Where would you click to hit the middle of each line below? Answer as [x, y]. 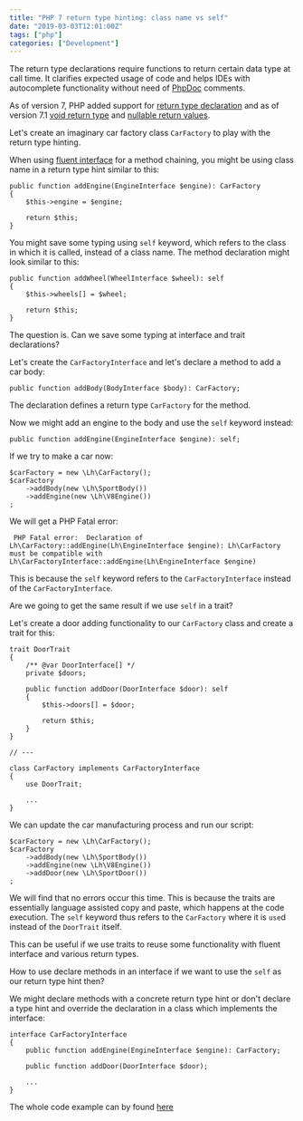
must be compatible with [56, 554]
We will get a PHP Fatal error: [64, 521]
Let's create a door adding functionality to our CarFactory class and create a [151, 623]
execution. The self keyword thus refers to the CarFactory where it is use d [148, 917]
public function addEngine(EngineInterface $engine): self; [125, 440]
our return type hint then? [57, 981]
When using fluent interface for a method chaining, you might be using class [151, 160]
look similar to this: [44, 262]
